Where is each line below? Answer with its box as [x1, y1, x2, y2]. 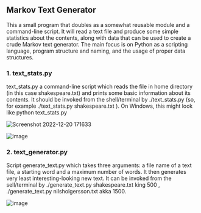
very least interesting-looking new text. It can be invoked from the [6, 174, 172, 182]
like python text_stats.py [6, 109, 68, 116]
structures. [6, 53, 33, 61]
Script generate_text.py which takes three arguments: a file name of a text [6, 162, 192, 169]
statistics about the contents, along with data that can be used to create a [6, 34, 191, 42]
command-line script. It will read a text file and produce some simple [6, 28, 178, 35]
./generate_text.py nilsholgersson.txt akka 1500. [6, 188, 127, 195]
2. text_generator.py [6, 148, 68, 157]
